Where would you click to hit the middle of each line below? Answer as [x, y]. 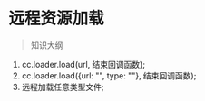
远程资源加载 [57, 18]
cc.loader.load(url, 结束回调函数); [83, 64]
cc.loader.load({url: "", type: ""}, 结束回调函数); [109, 75]
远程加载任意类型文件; [63, 87]
